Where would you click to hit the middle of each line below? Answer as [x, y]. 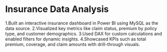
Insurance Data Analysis [57, 9]
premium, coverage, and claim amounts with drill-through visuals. [73, 44]
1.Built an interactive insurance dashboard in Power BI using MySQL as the [82, 23]
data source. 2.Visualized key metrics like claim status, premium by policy [81, 28]
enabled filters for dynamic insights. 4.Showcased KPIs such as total [76, 39]
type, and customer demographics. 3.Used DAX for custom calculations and [84, 33]
